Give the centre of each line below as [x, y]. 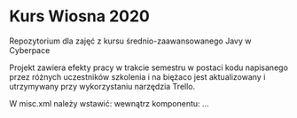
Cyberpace [30, 50]
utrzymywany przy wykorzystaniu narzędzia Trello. [102, 86]
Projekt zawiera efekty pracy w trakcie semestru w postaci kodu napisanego [148, 67]
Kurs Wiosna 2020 [80, 16]
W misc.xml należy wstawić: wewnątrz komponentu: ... [109, 103]
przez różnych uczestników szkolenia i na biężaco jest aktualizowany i [137, 76]
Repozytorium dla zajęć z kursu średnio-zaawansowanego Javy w [130, 41]
